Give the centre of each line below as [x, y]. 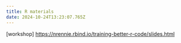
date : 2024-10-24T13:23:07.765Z [46, 17]
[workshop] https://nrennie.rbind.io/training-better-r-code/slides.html [90, 34]
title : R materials [30, 11]
